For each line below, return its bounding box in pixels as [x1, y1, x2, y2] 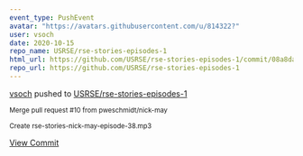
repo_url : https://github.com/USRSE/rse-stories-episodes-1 [9, 64, 241, 73]
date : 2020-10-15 [9, 38, 75, 48]
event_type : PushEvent [9, 13, 95, 23]
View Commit [9, 137, 60, 148]
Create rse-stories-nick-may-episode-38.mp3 [9, 121, 151, 131]
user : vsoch [9, 30, 54, 39]
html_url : [9, 55, 47, 64]
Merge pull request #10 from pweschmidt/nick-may [9, 106, 169, 115]
